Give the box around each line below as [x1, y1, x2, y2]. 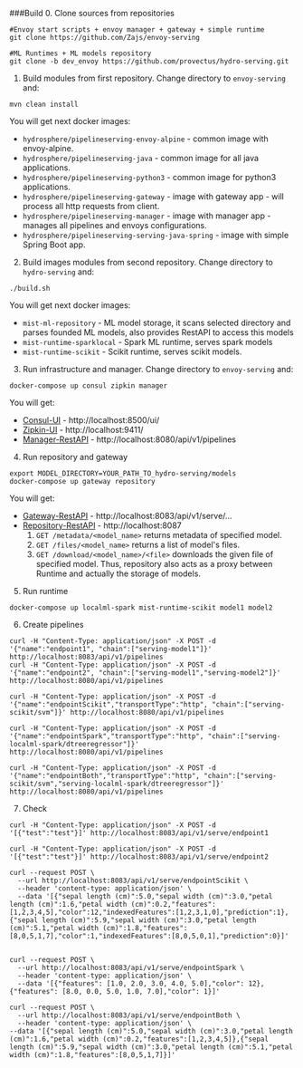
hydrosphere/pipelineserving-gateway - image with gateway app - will [22, 191, 285, 202]
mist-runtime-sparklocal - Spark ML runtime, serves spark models [22, 337, 273, 347]
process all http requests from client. [22, 201, 160, 211]
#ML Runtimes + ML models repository [9, 49, 152, 58]
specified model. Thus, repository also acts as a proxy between [35, 559, 273, 569]
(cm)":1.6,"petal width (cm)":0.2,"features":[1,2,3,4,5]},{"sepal [9, 1034, 270, 1044]
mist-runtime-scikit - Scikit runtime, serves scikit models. [22, 346, 242, 357]
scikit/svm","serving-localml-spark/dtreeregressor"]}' [9, 779, 224, 788]
